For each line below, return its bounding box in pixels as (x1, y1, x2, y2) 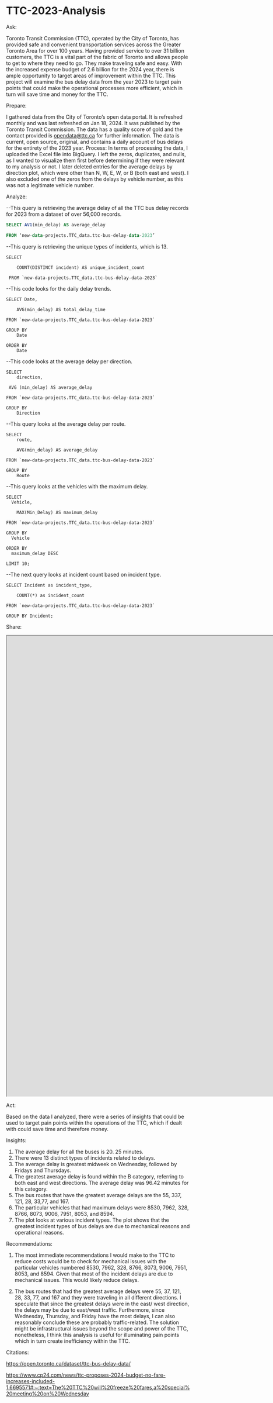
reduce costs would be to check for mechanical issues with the (14, 1257, 167, 1264)
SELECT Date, (6, 297, 38, 302)
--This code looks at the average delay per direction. (6, 358, 133, 365)
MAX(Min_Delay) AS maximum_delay (16, 509, 98, 515)
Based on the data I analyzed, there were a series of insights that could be (6, 1113, 185, 1120)
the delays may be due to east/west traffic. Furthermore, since (14, 1306, 165, 1314)
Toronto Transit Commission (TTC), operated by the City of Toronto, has (6, 35, 179, 42)
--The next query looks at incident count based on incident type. (6, 571, 162, 578)
